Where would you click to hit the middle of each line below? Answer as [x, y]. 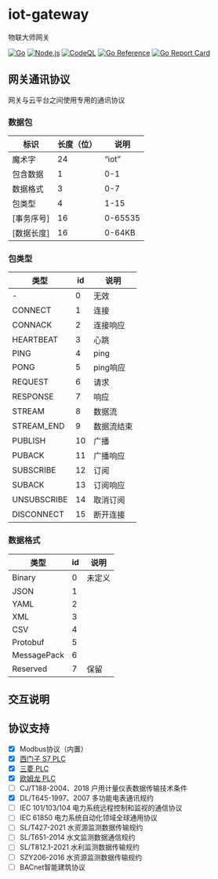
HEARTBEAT [35, 340]
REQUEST [31, 382]
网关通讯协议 [39, 80]
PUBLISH [29, 441]
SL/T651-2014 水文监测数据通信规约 [77, 837]
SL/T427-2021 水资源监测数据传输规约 [81, 828]
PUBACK [28, 455]
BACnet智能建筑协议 [53, 867]
